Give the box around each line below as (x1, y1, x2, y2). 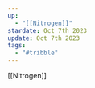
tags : (7, 42, 26, 50)
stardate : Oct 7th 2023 (7, 26, 88, 34)
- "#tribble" (14, 49, 59, 57)
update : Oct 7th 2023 (7, 34, 81, 42)
